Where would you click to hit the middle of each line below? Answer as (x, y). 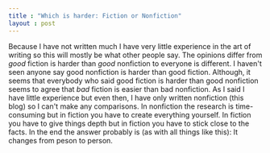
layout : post (32, 23)
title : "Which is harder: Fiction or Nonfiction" (95, 16)
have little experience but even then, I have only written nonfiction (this (126, 97)
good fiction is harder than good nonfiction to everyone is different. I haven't (135, 63)
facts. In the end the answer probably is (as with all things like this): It (123, 132)
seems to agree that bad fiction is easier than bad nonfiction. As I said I (127, 89)
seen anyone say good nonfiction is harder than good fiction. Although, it (130, 72)
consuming (27, 114)
